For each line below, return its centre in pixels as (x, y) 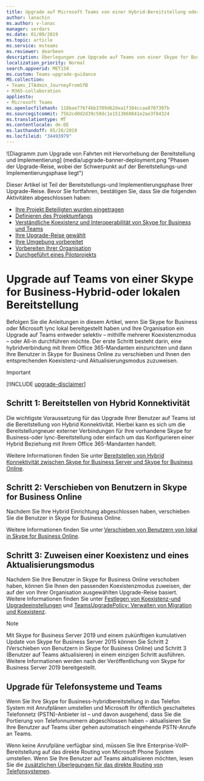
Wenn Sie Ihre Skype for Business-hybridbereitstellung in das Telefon (93, 701)
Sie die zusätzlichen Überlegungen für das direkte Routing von (85, 765)
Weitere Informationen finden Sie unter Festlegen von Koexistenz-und (93, 599)
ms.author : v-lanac (31, 23)
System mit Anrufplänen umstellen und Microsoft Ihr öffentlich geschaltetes (101, 708)
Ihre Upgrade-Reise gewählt (50, 235)
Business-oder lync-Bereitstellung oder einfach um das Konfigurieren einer (100, 437)
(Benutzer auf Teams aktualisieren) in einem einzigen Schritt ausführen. (96, 655)
